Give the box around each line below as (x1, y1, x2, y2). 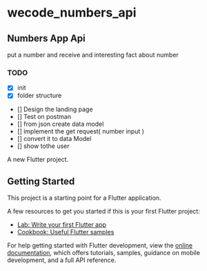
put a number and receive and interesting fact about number (7, 50, 179, 59)
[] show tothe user (17, 142, 70, 150)
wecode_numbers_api (7, 5, 137, 21)
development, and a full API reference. (7, 256, 117, 264)
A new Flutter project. (7, 156, 69, 164)
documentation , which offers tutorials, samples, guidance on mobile (7, 249, 200, 257)
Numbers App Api (7, 32, 86, 44)
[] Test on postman (17, 113, 71, 121)
